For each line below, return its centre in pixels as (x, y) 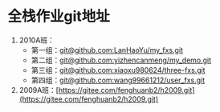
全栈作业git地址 (59, 16)
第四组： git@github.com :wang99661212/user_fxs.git (118, 80)
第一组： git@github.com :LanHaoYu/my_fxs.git (107, 50)
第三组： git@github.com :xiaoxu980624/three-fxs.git (118, 70)
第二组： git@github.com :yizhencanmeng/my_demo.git (121, 60)
